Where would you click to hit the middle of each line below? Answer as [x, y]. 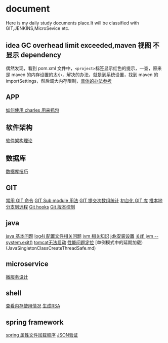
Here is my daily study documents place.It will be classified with [72, 23]
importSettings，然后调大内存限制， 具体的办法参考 [59, 81]
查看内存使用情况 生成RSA [33, 306]
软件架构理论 [19, 141]
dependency [41, 55]
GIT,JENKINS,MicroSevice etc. [38, 28]
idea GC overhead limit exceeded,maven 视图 [78, 45]
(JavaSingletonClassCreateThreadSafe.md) [51, 248]
